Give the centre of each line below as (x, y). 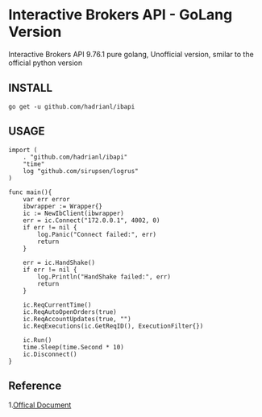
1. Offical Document (40, 405)
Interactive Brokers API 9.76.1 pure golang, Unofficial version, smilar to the (131, 54)
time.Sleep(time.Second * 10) (74, 347)
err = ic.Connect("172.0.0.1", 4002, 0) (91, 220)
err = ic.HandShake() (59, 262)
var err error (46, 199)
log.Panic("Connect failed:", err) (97, 234)
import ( (23, 150)
